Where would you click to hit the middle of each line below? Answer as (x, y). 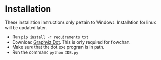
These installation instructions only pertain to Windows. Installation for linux (80, 22)
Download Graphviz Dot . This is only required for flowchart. (71, 42)
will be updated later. (26, 27)
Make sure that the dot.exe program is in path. (58, 47)
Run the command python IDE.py (45, 52)
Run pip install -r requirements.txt (50, 37)
